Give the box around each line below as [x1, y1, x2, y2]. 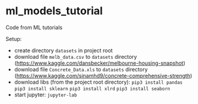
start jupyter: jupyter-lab [14, 91, 77, 98]
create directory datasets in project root [14, 46, 113, 54]
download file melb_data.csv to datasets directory [14, 53, 137, 60]
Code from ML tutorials [5, 24, 63, 31]
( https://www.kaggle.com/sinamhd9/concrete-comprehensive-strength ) [14, 72, 193, 79]
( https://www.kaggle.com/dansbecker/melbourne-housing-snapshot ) [14, 59, 186, 67]
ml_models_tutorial [5, 4, 103, 18]
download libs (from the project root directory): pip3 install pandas [14, 78, 183, 86]
